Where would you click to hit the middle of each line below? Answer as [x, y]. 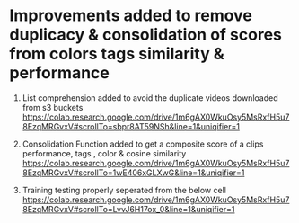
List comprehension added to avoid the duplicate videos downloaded [150, 98]
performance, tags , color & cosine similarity [104, 153]
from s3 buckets [53, 107]
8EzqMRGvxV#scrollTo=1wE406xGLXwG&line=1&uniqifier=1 [133, 173]
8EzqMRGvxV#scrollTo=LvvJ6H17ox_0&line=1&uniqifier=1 [128, 209]
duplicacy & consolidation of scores [146, 35]
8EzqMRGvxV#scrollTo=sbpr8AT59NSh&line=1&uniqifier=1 [131, 126]
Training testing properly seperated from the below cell [124, 190]
